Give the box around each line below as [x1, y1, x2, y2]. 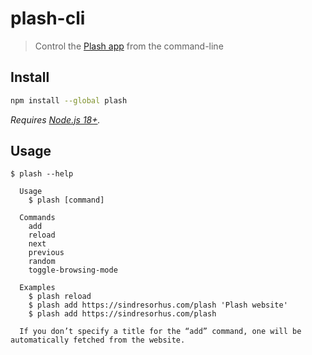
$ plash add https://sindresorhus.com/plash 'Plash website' [28, 300, 288, 311]
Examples [19, 283, 56, 293]
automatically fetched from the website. [10, 335, 186, 346]
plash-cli [10, 7, 86, 30]
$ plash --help [10, 169, 74, 179]
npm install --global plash [10, 95, 128, 106]
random [28, 257, 56, 267]
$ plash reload [28, 292, 92, 302]
